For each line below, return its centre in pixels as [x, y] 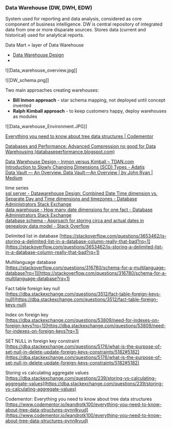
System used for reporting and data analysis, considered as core [73, 19]
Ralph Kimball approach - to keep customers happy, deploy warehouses [90, 111]
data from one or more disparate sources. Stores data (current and [76, 30]
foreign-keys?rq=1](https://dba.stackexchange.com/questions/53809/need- [85, 326]
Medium [14, 178]
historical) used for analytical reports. [45, 35]
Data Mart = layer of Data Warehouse [45, 45]
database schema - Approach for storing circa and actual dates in [75, 221]
